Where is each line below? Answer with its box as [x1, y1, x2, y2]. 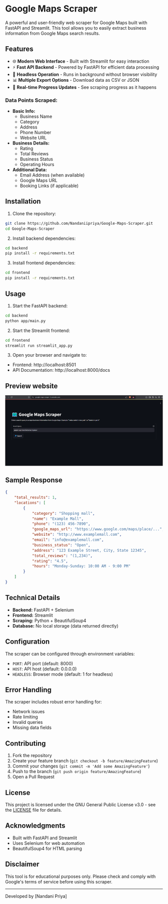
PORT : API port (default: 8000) [12, 660, 73, 666]
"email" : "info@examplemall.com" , [31, 537, 104, 542]
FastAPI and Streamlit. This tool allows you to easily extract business [5, 25, 146, 31]
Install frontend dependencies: [12, 260, 76, 266]
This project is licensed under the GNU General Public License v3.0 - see [5, 802, 156, 808]
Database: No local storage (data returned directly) [12, 623, 118, 629]
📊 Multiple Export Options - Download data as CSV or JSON [12, 77, 139, 83]
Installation [5, 197, 41, 206]
